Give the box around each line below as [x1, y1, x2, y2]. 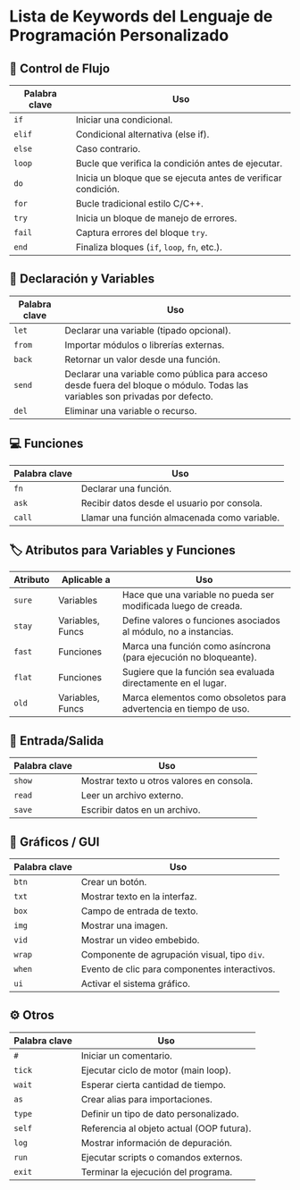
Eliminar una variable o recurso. [64, 404, 197, 417]
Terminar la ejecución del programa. [80, 1165, 233, 1177]
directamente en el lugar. [121, 677, 228, 689]
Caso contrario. [75, 143, 141, 155]
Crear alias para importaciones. [80, 1093, 212, 1105]
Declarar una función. [80, 482, 172, 494]
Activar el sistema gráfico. [80, 977, 190, 990]
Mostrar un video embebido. [80, 934, 200, 947]
